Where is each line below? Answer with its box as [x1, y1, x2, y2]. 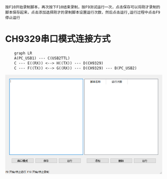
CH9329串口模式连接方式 [5, 33, 111, 45]
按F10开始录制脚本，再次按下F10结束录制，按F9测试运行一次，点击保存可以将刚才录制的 [5, 4, 161, 9]
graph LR [14, 50, 32, 56]
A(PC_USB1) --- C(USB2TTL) [14, 55, 70, 61]
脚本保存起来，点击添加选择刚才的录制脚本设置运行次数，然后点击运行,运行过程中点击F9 [5, 10, 161, 15]
